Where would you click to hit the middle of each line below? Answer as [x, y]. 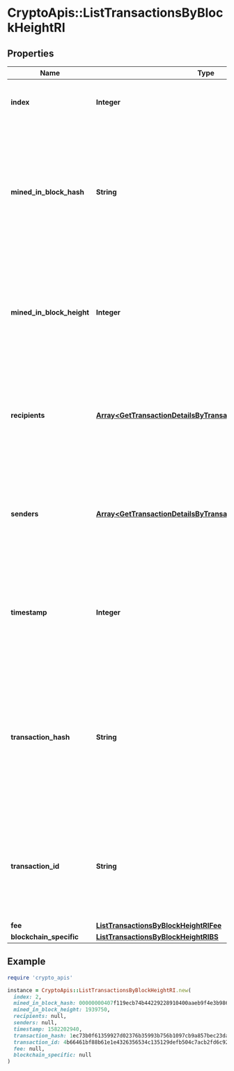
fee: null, [29, 1049]
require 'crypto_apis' [40, 978]
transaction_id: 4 [40, 1042]
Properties [31, 53]
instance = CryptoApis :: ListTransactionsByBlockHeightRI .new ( [99, 990]
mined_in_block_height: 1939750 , [62, 1010]
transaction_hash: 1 [43, 1035]
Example [26, 962]
